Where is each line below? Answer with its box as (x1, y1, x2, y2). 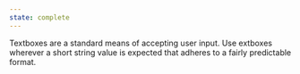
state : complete (9, 12, 70, 22)
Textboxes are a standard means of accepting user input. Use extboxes (9, 37, 273, 48)
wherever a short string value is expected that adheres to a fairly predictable (9, 46, 292, 58)
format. (9, 56, 37, 67)
